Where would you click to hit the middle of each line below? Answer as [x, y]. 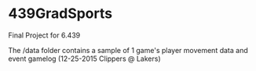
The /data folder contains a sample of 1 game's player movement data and [128, 50]
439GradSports [60, 14]
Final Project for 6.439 [44, 35]
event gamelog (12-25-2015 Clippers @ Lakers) [84, 59]
